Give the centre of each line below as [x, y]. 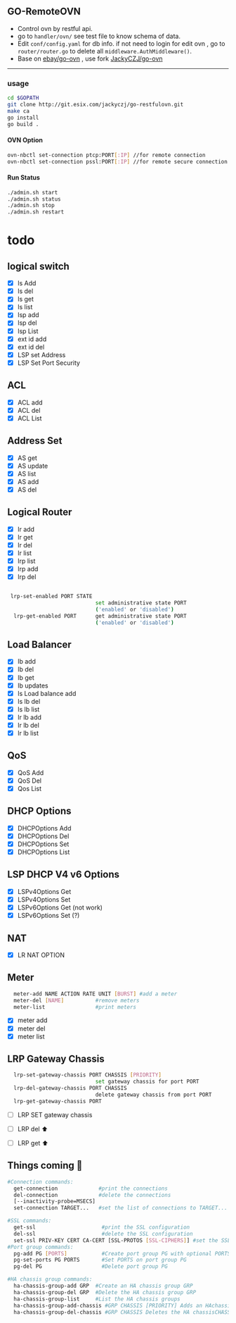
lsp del [27, 323]
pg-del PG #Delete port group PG [91, 1267]
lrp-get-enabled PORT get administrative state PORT [100, 616]
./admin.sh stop [31, 206]
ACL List [29, 418]
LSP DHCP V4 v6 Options [64, 875]
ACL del [29, 410]
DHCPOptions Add [44, 828]
